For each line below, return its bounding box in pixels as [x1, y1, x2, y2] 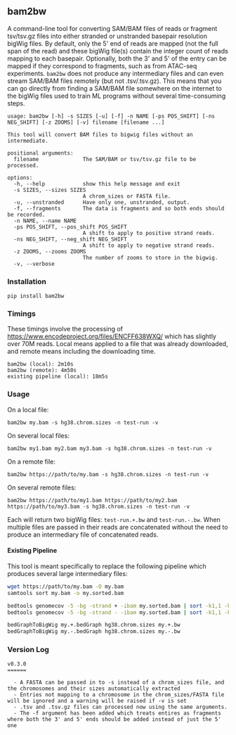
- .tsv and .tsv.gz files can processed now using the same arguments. [13, 703, 228, 711]
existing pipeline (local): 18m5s [7, 373, 109, 381]
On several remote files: [7, 483, 77, 492]
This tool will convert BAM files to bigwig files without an [7, 131, 193, 138]
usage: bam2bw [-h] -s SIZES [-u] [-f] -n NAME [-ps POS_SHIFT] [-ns [7, 113, 216, 120]
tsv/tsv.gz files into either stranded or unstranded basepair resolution [7, 32, 207, 40]
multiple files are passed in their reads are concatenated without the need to [7, 523, 228, 531]
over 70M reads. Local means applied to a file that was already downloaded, [7, 340, 228, 348]
